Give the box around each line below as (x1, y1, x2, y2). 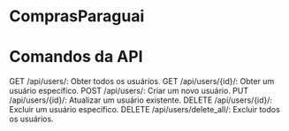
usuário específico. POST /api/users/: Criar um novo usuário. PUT (9, 86, 249, 96)
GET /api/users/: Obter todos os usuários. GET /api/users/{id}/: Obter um (9, 76, 275, 87)
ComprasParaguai (9, 6, 145, 27)
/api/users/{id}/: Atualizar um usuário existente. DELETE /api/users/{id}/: (9, 95, 272, 105)
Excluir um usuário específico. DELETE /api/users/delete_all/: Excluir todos (9, 104, 280, 115)
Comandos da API (9, 47, 143, 67)
